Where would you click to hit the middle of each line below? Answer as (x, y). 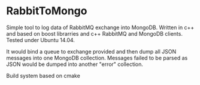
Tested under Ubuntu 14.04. (40, 40)
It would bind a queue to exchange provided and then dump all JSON (91, 51)
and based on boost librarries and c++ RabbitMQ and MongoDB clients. (94, 33)
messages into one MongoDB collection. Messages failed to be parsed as (97, 58)
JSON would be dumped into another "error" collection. (75, 64)
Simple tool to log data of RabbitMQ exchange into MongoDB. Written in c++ (100, 27)
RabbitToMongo (47, 11)
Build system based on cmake (43, 75)
